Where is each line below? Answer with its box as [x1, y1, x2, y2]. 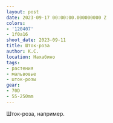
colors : [6, 20, 26, 26]
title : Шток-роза [6, 43, 50, 49]
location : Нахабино [6, 54, 56, 60]
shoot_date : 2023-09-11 [6, 37, 66, 43]
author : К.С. [6, 48, 39, 55]
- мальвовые [6, 71, 36, 77]
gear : [6, 82, 20, 88]
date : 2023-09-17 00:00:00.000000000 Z [6, 15, 107, 21]
